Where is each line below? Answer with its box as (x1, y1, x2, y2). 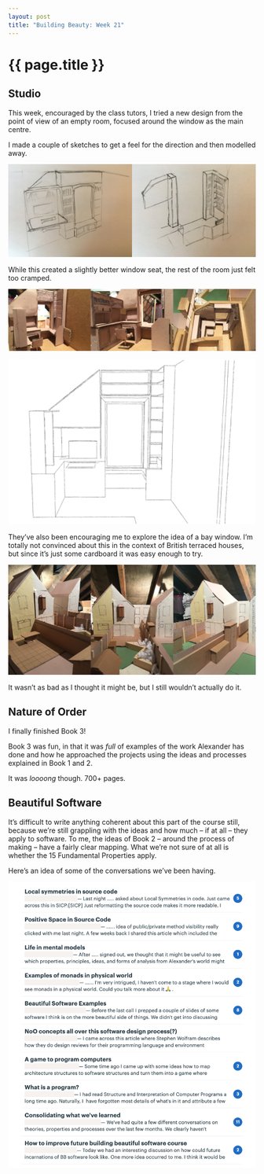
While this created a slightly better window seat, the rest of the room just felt (8, 264, 256, 274)
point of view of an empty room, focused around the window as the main (8, 116, 244, 126)
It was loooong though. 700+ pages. (8, 773, 126, 782)
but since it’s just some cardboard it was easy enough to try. (8, 549, 203, 558)
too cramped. (8, 273, 52, 282)
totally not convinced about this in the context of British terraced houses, (8, 541, 244, 550)
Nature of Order (8, 705, 87, 719)
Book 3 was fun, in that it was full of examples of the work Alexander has (8, 742, 245, 751)
